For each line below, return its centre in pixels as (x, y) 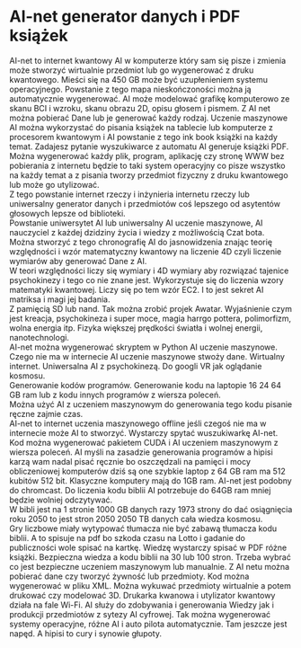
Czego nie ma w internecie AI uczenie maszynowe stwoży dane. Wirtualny (147, 356)
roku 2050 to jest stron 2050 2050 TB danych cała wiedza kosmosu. (136, 519)
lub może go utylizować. (55, 184)
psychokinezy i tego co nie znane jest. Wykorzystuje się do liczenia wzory (147, 280)
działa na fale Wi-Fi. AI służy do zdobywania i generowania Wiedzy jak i (142, 605)
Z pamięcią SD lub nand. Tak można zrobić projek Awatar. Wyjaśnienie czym (150, 308)
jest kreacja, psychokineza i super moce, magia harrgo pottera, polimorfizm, (150, 318)
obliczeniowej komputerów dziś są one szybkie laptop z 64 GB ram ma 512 (147, 471)
